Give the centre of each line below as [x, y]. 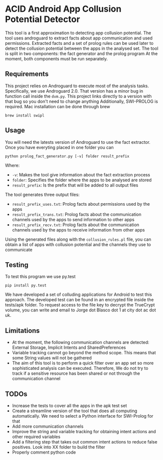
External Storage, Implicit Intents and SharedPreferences [69, 347]
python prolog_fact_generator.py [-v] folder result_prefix [67, 156]
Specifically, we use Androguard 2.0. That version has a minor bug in [74, 91]
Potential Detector [43, 19]
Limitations [22, 331]
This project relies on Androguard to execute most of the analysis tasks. [77, 86]
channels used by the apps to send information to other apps [73, 219]
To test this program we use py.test [40, 277]
